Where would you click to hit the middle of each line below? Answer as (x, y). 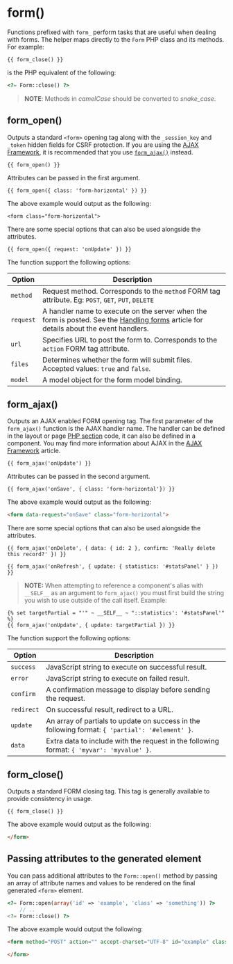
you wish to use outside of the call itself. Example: (96, 601)
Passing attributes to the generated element (104, 859)
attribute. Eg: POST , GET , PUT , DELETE (98, 299)
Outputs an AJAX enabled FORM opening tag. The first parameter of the (110, 421)
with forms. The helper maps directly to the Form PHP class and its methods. (116, 39)
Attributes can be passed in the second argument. (79, 476)
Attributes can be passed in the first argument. (74, 177)
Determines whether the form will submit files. (118, 360)
